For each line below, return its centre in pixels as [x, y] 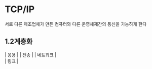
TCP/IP [20, 9]
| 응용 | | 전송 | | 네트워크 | [31, 55]
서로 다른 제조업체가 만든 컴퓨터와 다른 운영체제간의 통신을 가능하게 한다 [76, 24]
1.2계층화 [19, 42]
